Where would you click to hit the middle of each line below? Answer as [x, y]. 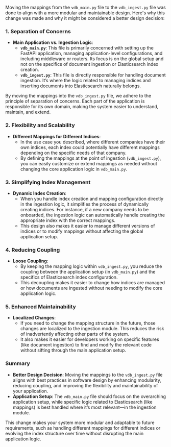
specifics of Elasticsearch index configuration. [69, 277]
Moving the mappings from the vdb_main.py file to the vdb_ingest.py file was [86, 7]
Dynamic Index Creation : [39, 193]
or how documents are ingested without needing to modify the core [91, 288]
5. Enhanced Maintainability [41, 307]
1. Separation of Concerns [38, 31]
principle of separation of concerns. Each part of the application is [75, 101]
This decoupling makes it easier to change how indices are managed [92, 283]
